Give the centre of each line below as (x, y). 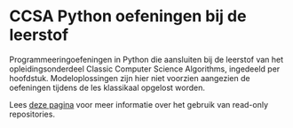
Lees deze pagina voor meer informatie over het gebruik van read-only (139, 104)
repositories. (32, 114)
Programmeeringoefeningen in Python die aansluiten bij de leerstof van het (146, 59)
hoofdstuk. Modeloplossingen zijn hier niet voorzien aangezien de (130, 78)
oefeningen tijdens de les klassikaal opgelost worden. (107, 87)
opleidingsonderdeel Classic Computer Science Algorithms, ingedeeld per (145, 69)
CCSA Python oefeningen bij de (128, 16)
